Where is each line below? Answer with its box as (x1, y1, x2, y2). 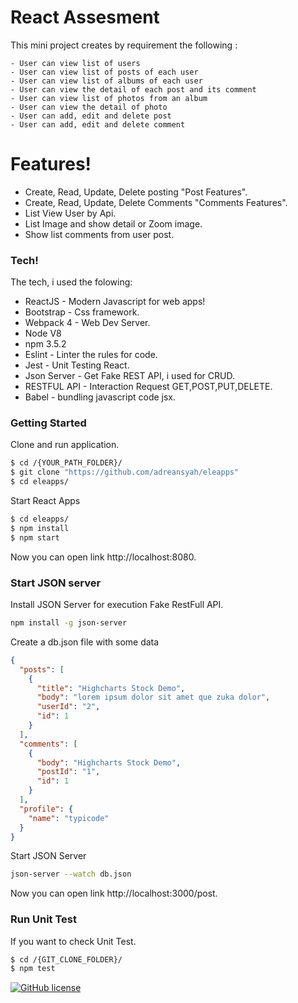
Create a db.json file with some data (10, 636, 160, 648)
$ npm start (10, 532, 60, 543)
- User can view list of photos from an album (10, 93, 208, 103)
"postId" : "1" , (36, 767, 101, 777)
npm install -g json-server (10, 618, 128, 628)
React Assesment (10, 6, 160, 29)
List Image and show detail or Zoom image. (24, 217, 203, 230)
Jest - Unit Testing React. (24, 359, 130, 371)
